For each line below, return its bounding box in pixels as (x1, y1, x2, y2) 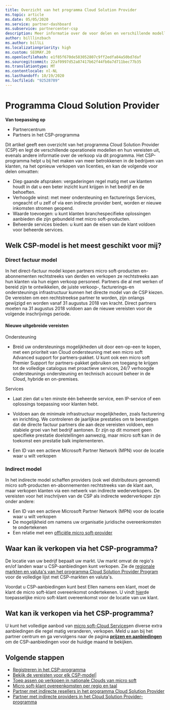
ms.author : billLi (5, 40, 44, 46)
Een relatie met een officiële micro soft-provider (12, 529, 113, 535)
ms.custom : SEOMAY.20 (5, 50, 51, 55)
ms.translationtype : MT (5, 64, 56, 69)
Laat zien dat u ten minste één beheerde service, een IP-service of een (12, 395, 161, 401)
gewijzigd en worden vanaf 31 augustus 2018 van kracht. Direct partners (5, 300, 156, 306)
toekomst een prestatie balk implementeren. (12, 437, 105, 443)
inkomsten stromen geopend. (12, 205, 74, 211)
